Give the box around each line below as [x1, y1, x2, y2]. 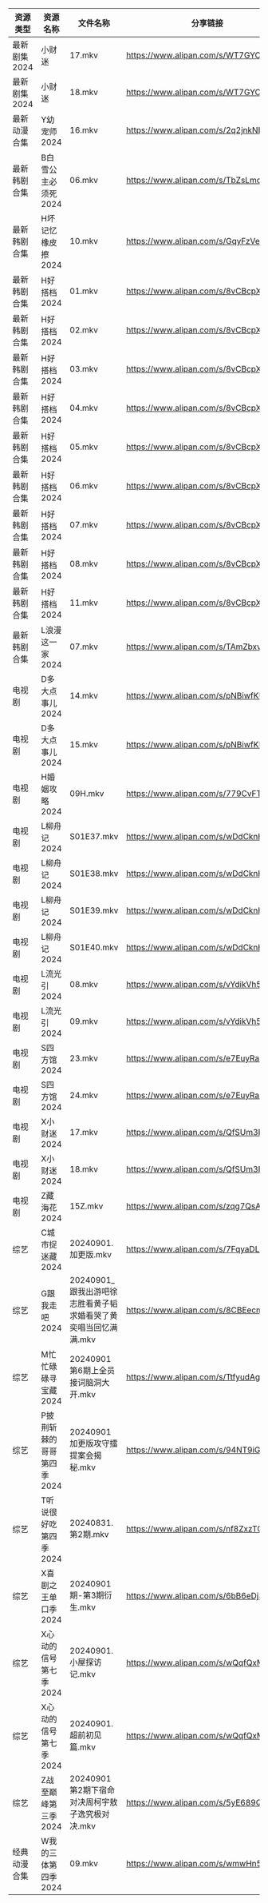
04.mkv [69, 403, 98, 413]
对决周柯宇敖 [69, 1797, 118, 1807]
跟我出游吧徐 [69, 1286, 118, 1297]
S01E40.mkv [69, 942, 119, 953]
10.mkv [69, 236, 98, 246]
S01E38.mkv [69, 868, 119, 878]
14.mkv [69, 691, 98, 701]
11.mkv [69, 597, 98, 608]
